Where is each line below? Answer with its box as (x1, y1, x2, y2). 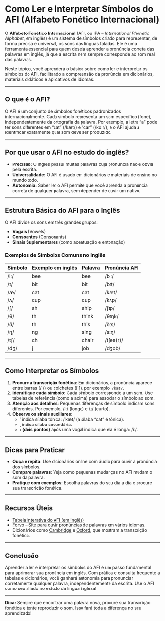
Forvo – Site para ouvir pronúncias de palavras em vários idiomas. (12, 522, 146, 528)
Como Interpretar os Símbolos (5, 367, 99, 375)
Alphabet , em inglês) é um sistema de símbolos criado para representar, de (5, 35, 158, 41)
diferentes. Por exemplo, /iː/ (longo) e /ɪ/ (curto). (12, 406, 110, 412)
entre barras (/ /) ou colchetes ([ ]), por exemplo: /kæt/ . (12, 385, 124, 391)
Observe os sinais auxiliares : (12, 411, 73, 417)
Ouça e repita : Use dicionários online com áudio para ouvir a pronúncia (12, 459, 157, 465)
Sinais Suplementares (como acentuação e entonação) (12, 239, 125, 245)
